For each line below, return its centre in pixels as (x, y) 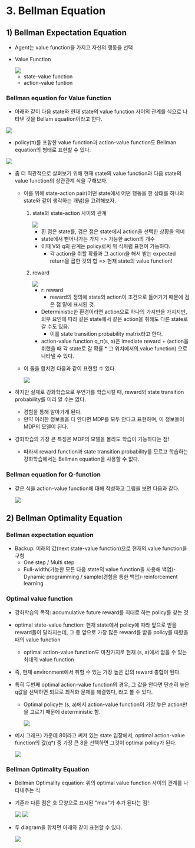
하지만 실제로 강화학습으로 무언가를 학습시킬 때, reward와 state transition (99, 392)
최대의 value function (49, 659)
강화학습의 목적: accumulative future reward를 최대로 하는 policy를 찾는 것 (101, 612)
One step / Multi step (49, 562)
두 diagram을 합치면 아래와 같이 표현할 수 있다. (68, 827)
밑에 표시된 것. (79, 304)
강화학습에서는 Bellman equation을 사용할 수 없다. (81, 459)
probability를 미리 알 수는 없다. (50, 399)
